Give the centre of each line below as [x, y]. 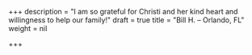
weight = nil [28, 28]
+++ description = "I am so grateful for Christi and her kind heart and [123, 12]
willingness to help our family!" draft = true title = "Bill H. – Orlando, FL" [126, 20]
